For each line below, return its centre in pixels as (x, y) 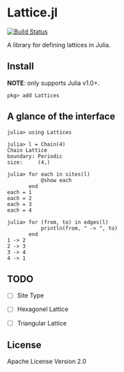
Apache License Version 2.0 (47, 362)
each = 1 (20, 192)
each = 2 (20, 198)
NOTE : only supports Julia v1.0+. (53, 83)
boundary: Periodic (35, 156)
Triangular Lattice (42, 323)
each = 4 (20, 210)
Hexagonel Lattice (42, 309)
